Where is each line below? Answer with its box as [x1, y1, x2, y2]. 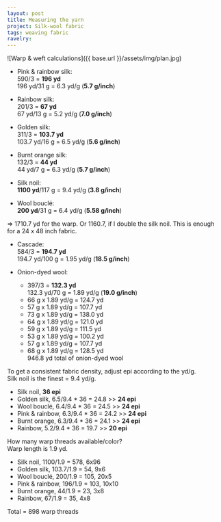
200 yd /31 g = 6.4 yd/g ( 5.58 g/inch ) [16, 207, 122, 215]
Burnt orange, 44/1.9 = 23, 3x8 [16, 487, 105, 495]
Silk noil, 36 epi [16, 388, 62, 396]
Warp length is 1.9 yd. [7, 445, 68, 453]
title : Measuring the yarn [7, 16, 84, 23]
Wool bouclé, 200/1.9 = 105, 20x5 [16, 473, 112, 481]
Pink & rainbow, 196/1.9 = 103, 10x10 [16, 480, 118, 488]
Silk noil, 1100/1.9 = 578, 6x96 [16, 458, 101, 466]
